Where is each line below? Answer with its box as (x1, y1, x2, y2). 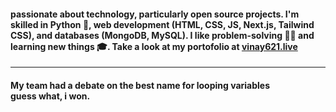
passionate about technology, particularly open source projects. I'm (10, 8, 300, 20)
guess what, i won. (10, 90, 91, 102)
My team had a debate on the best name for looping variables (10, 79, 271, 91)
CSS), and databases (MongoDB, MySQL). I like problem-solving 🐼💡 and (10, 29, 315, 41)
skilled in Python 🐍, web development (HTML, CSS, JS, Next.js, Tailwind (10, 18, 315, 30)
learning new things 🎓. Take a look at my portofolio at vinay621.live (10, 40, 298, 52)
